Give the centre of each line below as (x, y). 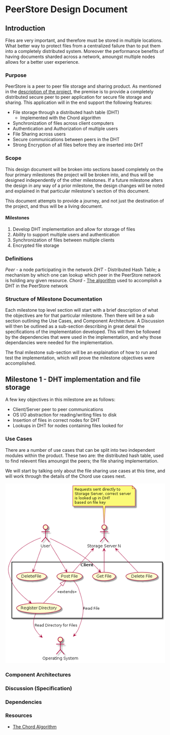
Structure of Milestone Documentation (54, 299)
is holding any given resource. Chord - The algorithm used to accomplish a (83, 281)
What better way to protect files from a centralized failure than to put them (83, 46)
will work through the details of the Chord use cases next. (66, 476)
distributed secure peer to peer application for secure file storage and (78, 97)
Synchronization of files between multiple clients (63, 240)
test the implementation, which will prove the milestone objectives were (80, 358)
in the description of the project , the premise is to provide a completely (79, 92)
